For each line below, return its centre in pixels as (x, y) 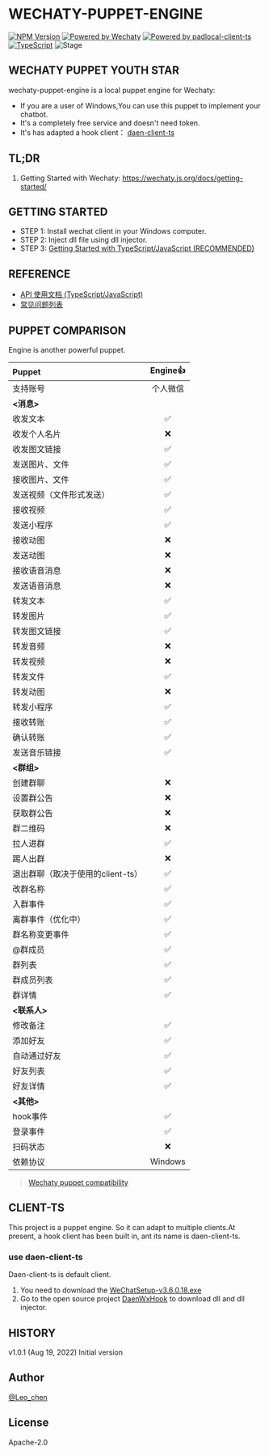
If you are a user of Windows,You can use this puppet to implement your (140, 105)
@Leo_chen (28, 1397)
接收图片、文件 (41, 480)
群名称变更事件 (41, 935)
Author (26, 1378)
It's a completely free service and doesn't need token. (110, 123)
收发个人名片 (37, 434)
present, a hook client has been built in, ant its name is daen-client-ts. (124, 1236)
